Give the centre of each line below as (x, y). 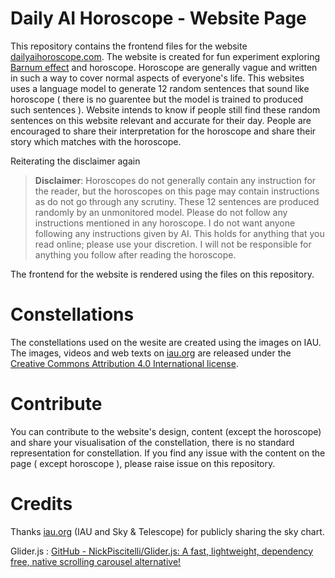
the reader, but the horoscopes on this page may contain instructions (177, 191)
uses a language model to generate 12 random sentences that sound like (160, 88)
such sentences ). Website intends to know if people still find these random (165, 109)
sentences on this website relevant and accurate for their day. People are (161, 120)
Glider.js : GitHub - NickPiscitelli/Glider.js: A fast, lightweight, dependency (162, 551)
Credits (41, 504)
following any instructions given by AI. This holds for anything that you (179, 233)
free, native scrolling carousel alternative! (96, 561)
